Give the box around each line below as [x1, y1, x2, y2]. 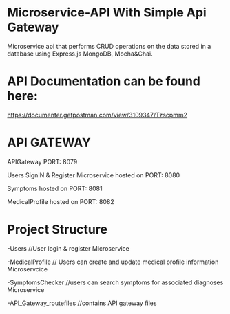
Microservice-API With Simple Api [7, 5, 207, 21]
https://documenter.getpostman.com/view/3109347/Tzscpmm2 [7, 111, 188, 119]
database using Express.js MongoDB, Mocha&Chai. [7, 49, 153, 58]
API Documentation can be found [7, 74, 201, 89]
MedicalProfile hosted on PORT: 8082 [7, 197, 115, 205]
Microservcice [7, 265, 48, 273]
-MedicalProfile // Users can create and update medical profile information [7, 258, 219, 266]
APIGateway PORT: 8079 [7, 157, 78, 166]
